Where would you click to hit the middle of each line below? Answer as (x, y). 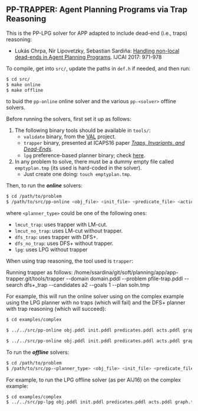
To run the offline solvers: (38, 352)
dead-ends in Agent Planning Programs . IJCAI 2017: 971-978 (88, 57)
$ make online (24, 85)
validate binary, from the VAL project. (70, 137)
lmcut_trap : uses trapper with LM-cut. (61, 225)
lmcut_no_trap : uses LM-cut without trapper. (69, 231)
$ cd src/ (18, 79)
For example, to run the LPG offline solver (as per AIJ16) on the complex (94, 380)
